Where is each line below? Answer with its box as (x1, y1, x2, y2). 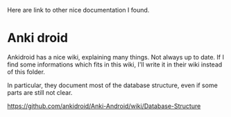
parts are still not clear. (7, 88, 73, 96)
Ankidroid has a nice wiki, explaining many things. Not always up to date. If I (7, 53, 224, 61)
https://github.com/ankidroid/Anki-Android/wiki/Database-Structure (7, 102, 201, 110)
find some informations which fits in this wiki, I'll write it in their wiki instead (7, 60, 223, 69)
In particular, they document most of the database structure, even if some (7, 81, 219, 89)
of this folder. (7, 67, 45, 75)
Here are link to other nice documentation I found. (7, 6, 150, 14)
